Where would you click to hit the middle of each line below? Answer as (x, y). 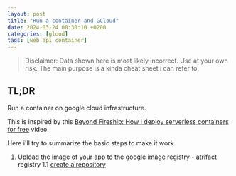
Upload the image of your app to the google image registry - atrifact (117, 157)
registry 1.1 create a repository (62, 164)
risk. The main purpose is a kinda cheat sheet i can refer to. (112, 68)
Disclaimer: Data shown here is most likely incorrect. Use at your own (127, 61)
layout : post (27, 14)
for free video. (28, 129)
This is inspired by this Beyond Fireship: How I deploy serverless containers (118, 121)
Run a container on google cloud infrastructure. (77, 108)
